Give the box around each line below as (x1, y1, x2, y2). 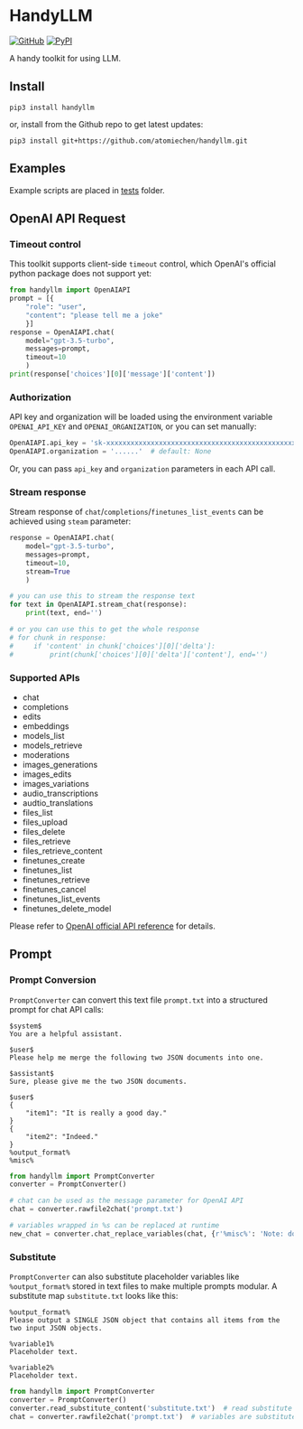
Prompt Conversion (9, 974, 96, 986)
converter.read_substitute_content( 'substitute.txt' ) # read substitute (9, 1404, 293, 1413)
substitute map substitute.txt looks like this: (9, 1291, 179, 1302)
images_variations (22, 778, 90, 789)
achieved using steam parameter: (9, 516, 132, 527)
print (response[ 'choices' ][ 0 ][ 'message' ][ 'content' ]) (9, 369, 216, 378)
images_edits (22, 769, 72, 780)
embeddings (22, 720, 69, 732)
